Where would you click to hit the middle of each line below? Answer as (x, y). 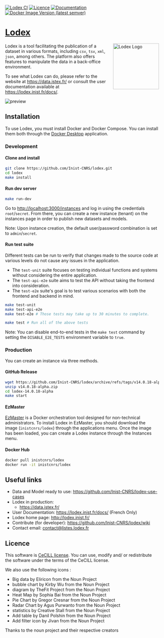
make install (18, 177)
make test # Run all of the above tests (47, 323)
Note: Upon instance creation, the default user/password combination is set (81, 228)
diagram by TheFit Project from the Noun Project (61, 590)
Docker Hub (18, 450)
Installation (22, 117)
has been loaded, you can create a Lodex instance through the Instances (78, 433)
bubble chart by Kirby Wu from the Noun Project (61, 585)
